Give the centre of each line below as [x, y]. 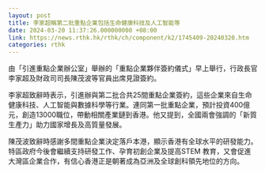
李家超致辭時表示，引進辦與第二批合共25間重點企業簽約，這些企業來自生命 [130, 95]
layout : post [30, 15]
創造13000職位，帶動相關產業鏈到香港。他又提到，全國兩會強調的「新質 [139, 115]
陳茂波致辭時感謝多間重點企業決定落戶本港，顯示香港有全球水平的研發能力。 [133, 141]
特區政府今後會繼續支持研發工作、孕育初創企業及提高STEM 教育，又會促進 [130, 152]
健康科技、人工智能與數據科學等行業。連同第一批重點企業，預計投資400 [126, 105]
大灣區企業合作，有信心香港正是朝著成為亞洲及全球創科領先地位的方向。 [126, 161]
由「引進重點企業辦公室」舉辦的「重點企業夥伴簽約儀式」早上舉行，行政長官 [133, 69]
